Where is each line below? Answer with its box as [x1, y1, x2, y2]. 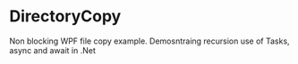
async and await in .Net [9, 44, 96, 55]
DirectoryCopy [9, 6, 122, 27]
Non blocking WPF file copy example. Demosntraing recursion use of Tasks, [9, 36, 290, 46]
